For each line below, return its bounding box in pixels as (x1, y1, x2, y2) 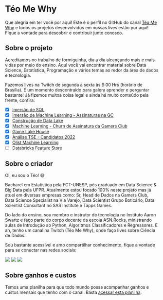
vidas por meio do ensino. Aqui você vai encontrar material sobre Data (5, 62, 146, 68)
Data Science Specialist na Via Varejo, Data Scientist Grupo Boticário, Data (5, 197, 155, 203)
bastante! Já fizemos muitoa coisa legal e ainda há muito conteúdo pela (5, 92, 149, 98)
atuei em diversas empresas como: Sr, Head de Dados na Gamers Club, (5, 192, 149, 198)
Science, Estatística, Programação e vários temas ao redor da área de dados (5, 67, 159, 73)
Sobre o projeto (5, 44, 53, 52)
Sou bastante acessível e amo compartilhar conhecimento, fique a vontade (5, 242, 155, 248)
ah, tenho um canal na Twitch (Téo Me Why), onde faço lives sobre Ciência (5, 228, 156, 233)
